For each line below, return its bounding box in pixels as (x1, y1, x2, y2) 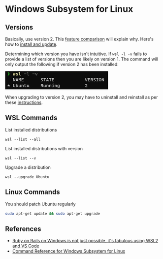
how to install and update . (5, 41, 58, 47)
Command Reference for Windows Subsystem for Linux (12, 248, 126, 254)
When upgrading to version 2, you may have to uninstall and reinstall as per (5, 95, 158, 100)
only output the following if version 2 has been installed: (5, 62, 119, 67)
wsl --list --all (5, 137, 41, 142)
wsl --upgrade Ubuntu (5, 174, 50, 179)
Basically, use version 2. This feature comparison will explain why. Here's (5, 36, 154, 42)
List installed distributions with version (5, 145, 83, 151)
